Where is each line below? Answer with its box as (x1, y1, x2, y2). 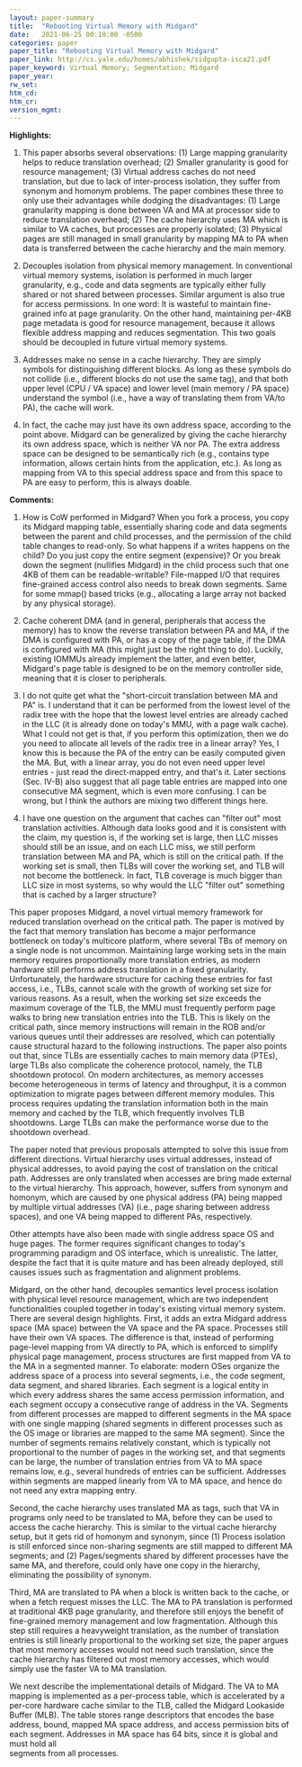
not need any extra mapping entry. (9, 1485, 138, 1496)
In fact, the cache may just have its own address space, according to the (22, 419, 292, 430)
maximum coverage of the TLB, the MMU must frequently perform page (9, 1003, 276, 1014)
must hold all (9, 1738, 57, 1749)
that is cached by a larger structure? (22, 889, 157, 900)
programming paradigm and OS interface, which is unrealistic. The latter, (9, 1248, 279, 1258)
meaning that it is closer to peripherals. (22, 672, 168, 684)
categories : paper (9, 38, 78, 48)
